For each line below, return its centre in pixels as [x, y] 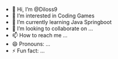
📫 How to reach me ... [40, 35]
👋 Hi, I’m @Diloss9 [35, 9]
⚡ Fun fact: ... [28, 51]
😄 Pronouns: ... [31, 44]
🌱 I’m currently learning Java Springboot [62, 22]
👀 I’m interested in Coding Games [53, 16]
